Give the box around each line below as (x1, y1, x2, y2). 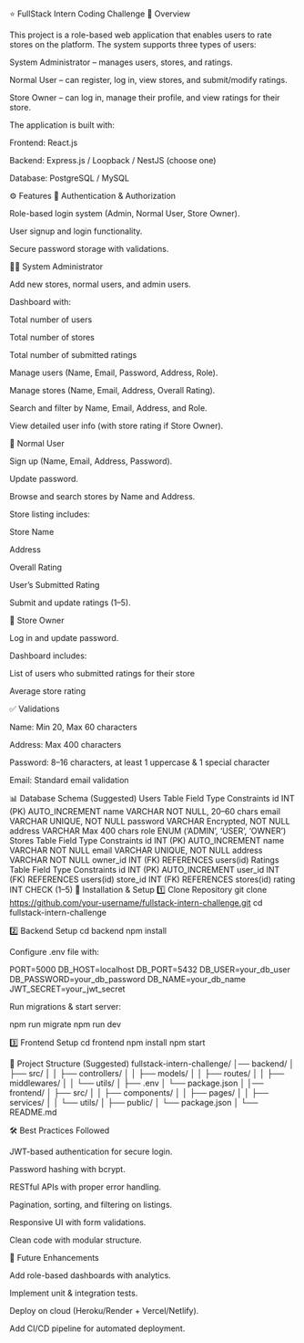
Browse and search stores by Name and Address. (9, 491, 196, 501)
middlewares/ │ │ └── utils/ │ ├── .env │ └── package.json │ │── (9, 1077, 264, 1088)
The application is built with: (9, 120, 116, 131)
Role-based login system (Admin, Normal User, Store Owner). (9, 208, 240, 218)
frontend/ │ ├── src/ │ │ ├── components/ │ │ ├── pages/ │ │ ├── (9, 1087, 269, 1098)
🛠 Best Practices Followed (9, 1125, 110, 1136)
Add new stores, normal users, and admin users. (9, 278, 191, 289)
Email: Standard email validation (9, 775, 129, 785)
